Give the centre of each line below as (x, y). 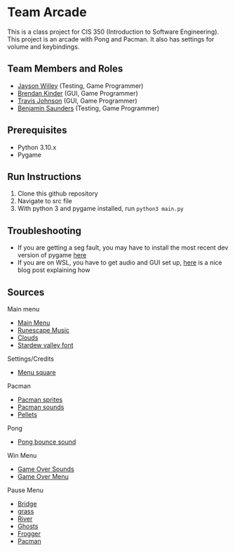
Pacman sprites (40, 399)
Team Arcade (47, 12)
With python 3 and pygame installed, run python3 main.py (100, 209)
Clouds (28, 338)
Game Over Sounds (46, 469)
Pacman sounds (41, 407)
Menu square (36, 372)
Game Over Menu (43, 476)
